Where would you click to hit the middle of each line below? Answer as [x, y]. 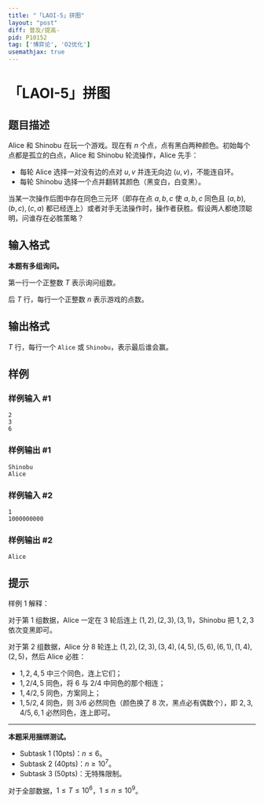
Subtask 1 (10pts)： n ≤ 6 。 [63, 753]
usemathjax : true [37, 52]
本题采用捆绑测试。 [39, 737]
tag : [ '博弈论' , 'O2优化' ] [49, 45]
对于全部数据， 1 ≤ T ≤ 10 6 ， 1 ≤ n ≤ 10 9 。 [75, 790]
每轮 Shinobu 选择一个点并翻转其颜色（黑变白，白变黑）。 [112, 181]
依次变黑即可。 [32, 630]
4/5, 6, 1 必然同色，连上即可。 [67, 712]
